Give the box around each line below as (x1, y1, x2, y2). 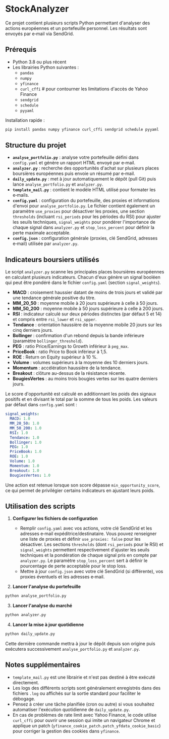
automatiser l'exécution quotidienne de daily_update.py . (12, 706, 130, 713)
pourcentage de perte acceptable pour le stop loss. (20, 563, 127, 569)
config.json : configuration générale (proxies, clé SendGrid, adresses (12, 235, 158, 241)
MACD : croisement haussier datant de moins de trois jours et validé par (12, 290, 163, 296)
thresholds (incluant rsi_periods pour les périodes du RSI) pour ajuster (12, 214, 161, 220)
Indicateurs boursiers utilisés (5, 255, 99, 264)
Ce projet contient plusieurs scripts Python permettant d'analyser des (5, 20, 150, 26)
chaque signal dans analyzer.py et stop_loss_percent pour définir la (12, 224, 155, 231)
